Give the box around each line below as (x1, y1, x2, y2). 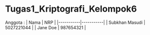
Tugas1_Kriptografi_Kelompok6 (5, 3, 137, 15)
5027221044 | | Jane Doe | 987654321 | (5, 24, 86, 30)
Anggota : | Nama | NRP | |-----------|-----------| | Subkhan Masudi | (5, 19, 146, 25)
